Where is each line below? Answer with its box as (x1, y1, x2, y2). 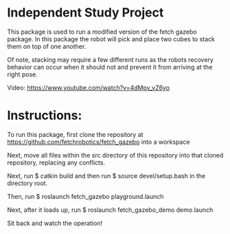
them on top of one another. (7, 42, 87, 50)
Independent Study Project (7, 5, 164, 21)
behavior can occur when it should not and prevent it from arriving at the (7, 63, 213, 71)
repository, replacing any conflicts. (7, 158, 105, 167)
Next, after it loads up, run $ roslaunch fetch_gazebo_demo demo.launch (7, 205, 214, 214)
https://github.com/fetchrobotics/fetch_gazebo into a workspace (7, 138, 190, 146)
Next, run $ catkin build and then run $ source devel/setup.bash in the (7, 171, 206, 180)
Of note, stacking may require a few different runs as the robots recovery (7, 55, 214, 63)
